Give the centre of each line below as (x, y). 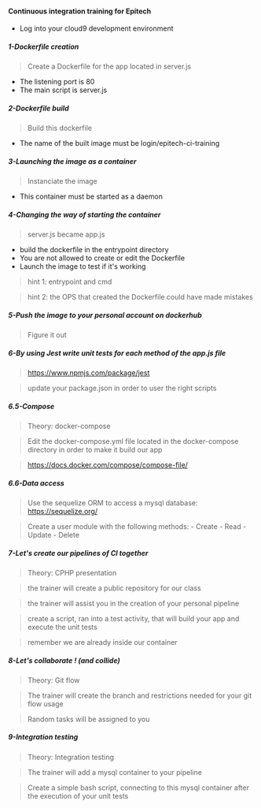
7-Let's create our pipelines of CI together (78, 553)
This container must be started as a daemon (91, 196)
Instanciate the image (62, 181)
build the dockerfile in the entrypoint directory (94, 250)
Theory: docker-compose (69, 426)
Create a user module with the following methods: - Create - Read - (137, 526)
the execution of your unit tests (78, 795)
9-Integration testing (43, 737)
